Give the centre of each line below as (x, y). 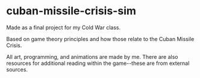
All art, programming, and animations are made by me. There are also (92, 57)
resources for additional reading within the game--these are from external (98, 63)
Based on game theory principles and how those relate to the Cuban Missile (100, 39)
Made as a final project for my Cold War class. (64, 27)
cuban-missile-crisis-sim (71, 11)
